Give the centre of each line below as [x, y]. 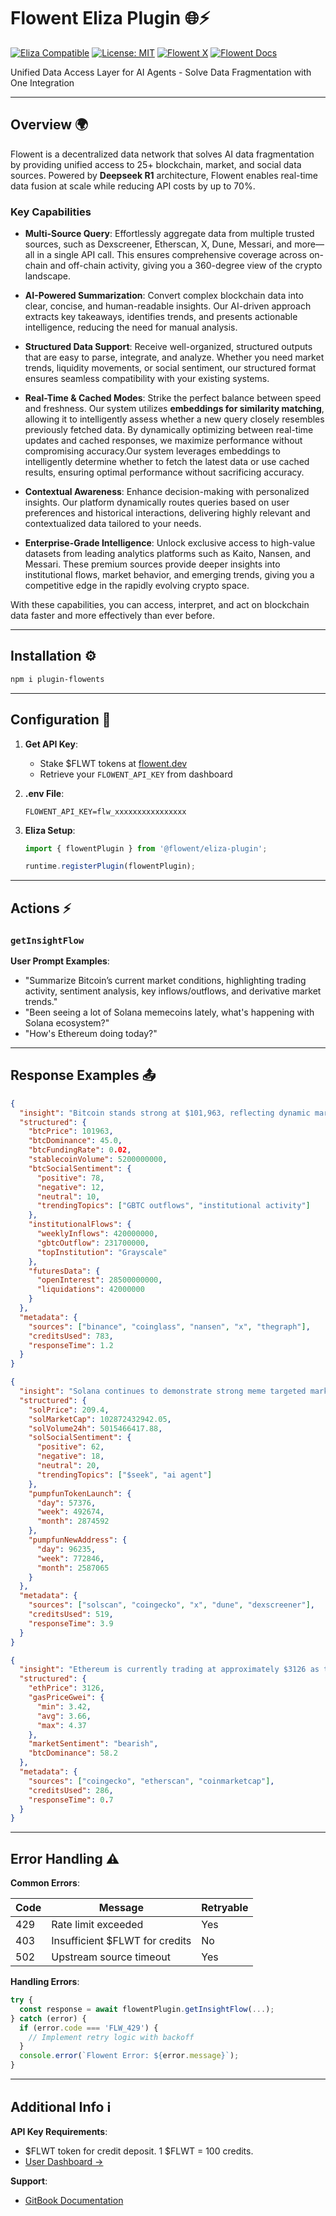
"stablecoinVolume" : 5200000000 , [98, 1160]
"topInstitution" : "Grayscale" [102, 1252]
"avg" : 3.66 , [64, 1716]
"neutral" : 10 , [68, 1196]
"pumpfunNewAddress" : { [78, 1540]
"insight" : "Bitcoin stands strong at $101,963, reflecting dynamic [165, 1113]
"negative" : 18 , [70, 1456]
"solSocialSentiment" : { [80, 1438]
